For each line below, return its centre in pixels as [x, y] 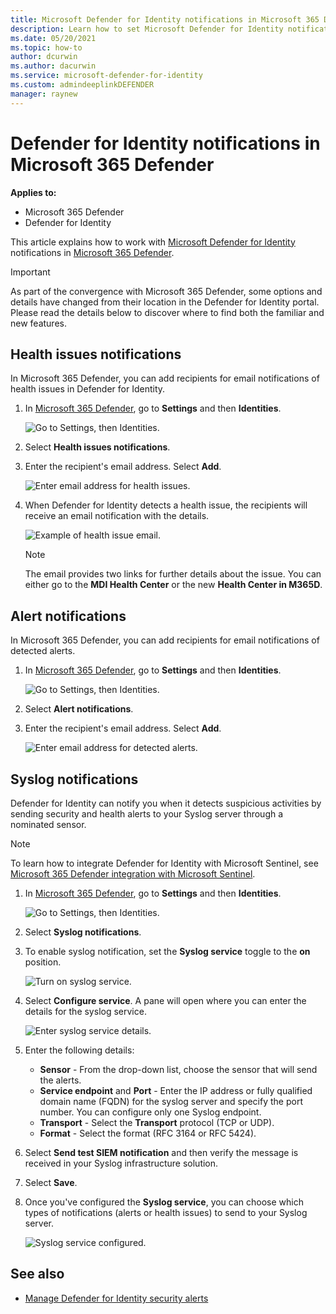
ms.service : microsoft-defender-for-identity [106, 76]
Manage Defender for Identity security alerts [116, 1298]
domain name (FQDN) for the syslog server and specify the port [171, 1101]
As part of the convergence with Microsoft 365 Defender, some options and [166, 291]
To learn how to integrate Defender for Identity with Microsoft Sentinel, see [164, 863]
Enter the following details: [79, 1050]
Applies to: [33, 192]
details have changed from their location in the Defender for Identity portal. [165, 302]
